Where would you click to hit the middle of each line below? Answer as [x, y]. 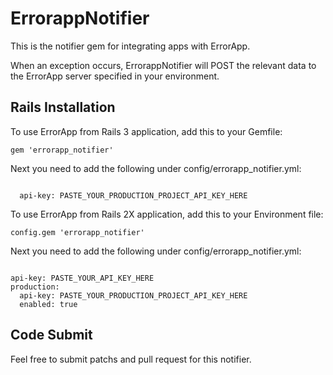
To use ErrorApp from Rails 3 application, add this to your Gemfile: [146, 131]
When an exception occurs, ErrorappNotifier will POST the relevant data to [163, 65]
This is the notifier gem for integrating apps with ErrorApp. [130, 46]
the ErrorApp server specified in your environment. [115, 76]
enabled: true [48, 304]
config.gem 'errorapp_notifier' [77, 232]
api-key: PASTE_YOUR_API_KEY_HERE [82, 278]
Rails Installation [63, 107]
